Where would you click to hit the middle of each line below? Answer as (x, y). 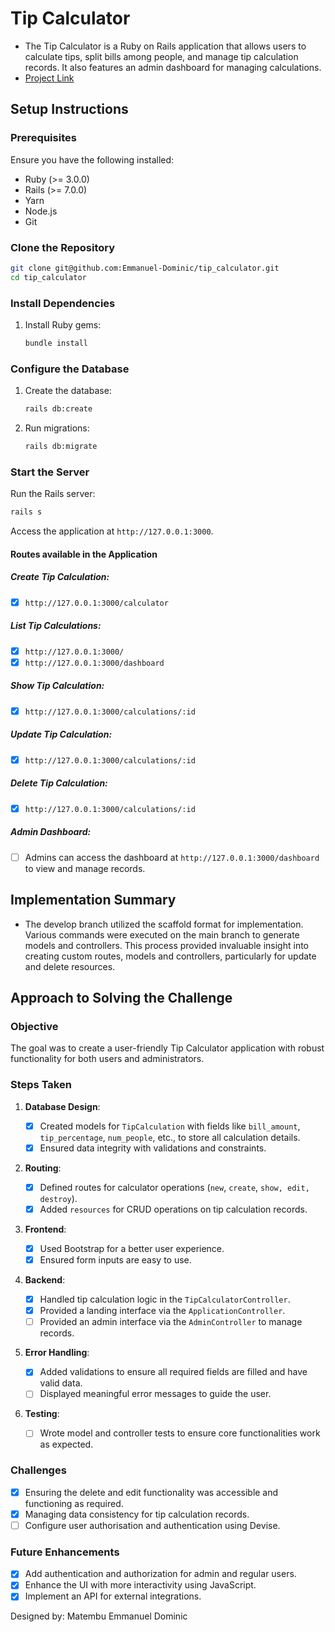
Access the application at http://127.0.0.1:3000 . (112, 531)
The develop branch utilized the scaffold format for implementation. (164, 924)
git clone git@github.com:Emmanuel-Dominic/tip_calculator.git (145, 268)
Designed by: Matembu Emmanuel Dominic (99, 1616)
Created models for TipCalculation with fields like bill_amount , (170, 1126)
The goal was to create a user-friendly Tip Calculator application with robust (167, 1048)
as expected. (66, 1444)
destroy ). (58, 1198)
